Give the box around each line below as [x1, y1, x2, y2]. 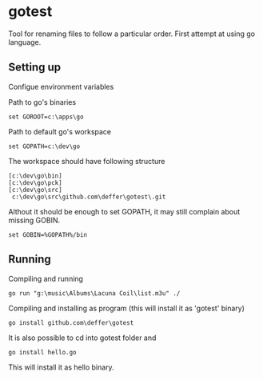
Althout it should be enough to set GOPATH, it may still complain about [8, 206, 241, 216]
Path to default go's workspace [8, 126, 112, 136]
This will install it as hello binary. [8, 362, 114, 372]
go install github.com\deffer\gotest [8, 318, 134, 326]
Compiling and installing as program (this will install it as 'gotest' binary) [8, 303, 245, 313]
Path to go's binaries [8, 97, 77, 106]
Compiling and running [8, 274, 84, 283]
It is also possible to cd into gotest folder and [8, 333, 157, 342]
